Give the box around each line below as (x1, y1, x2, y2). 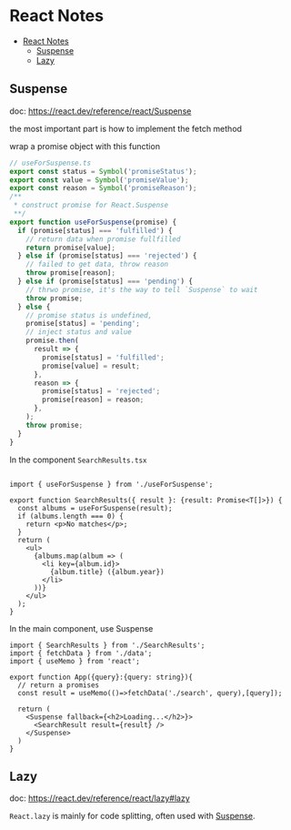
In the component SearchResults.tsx (9, 454, 147, 465)
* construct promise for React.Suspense (13, 201, 169, 210)
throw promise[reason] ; (25, 268, 116, 278)
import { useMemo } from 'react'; (9, 656, 141, 665)
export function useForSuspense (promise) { (9, 218, 177, 227)
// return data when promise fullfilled (25, 234, 181, 244)
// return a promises (17, 680, 100, 690)
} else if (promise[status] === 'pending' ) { (17, 277, 194, 286)
